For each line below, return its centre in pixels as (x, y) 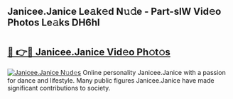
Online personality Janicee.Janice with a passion (154, 72)
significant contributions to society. (59, 88)
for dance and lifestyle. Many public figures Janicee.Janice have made (111, 80)
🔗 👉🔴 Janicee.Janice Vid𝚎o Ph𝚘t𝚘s (89, 52)
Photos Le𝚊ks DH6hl (54, 23)
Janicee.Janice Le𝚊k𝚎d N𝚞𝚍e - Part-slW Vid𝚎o (114, 12)
